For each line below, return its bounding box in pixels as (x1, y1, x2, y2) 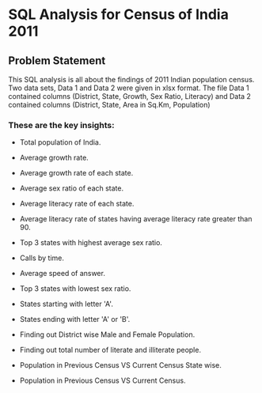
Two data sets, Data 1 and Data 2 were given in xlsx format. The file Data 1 (8, 83, 249, 93)
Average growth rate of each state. (19, 168, 134, 178)
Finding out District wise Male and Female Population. (19, 330, 196, 339)
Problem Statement (8, 54, 106, 67)
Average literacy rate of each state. (19, 199, 135, 209)
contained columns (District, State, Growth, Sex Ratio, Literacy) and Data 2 (8, 92, 252, 100)
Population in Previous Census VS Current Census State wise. (19, 361, 222, 370)
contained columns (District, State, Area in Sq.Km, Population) (8, 100, 211, 109)
